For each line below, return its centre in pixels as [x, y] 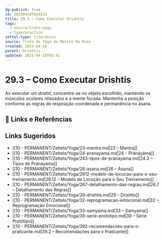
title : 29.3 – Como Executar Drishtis [45, 19]
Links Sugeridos [30, 136]
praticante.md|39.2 [32, 231]
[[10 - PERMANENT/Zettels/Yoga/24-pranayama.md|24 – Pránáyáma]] [83, 153]
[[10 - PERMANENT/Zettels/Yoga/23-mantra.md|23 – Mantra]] [75, 148]
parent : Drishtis [23, 51]
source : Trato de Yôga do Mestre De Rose [48, 42]
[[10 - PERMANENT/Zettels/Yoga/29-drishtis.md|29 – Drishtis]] [76, 195]
